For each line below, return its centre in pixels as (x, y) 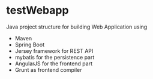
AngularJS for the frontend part (54, 64)
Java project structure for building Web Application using (77, 27)
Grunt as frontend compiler (48, 69)
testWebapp (37, 10)
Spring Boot (30, 45)
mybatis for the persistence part (55, 57)
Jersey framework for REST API (54, 50)
